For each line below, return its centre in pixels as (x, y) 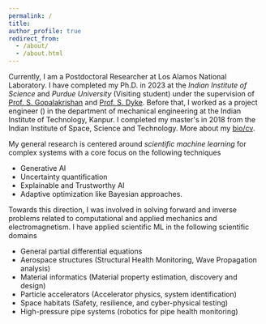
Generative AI (43, 168)
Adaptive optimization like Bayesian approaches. (101, 194)
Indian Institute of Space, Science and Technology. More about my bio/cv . (132, 128)
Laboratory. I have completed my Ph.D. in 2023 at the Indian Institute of (128, 85)
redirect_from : (34, 38)
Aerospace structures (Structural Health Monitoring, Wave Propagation (139, 260)
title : (19, 23)
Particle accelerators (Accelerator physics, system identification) (129, 294)
